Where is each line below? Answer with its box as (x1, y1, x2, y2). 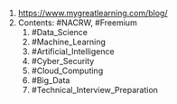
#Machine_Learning (31, 36, 107, 47)
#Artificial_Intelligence (31, 46, 115, 57)
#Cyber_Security (31, 56, 95, 66)
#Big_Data (31, 75, 70, 85)
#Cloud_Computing (31, 65, 104, 76)
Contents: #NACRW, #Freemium (17, 17, 137, 28)
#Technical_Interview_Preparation (31, 85, 158, 95)
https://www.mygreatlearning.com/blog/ (17, 8, 168, 18)
